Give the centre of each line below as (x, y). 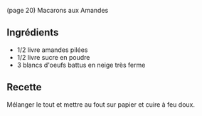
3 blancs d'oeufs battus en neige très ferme (81, 65)
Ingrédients (33, 32)
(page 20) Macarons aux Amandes (58, 10)
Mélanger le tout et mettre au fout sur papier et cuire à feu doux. (101, 104)
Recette (24, 87)
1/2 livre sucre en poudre (53, 57)
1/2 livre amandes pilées (52, 50)
